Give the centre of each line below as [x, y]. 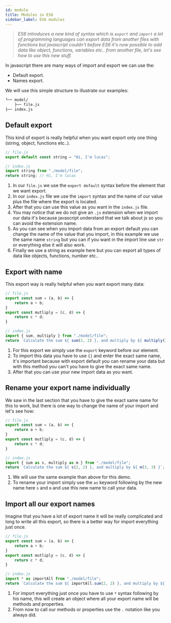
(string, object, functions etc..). [38, 143]
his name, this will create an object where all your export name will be [85, 599]
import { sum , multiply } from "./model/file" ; [57, 336]
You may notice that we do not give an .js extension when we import [85, 212]
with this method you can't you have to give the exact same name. [82, 366]
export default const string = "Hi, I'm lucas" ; [58, 157]
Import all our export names [50, 504]
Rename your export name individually [68, 388]
